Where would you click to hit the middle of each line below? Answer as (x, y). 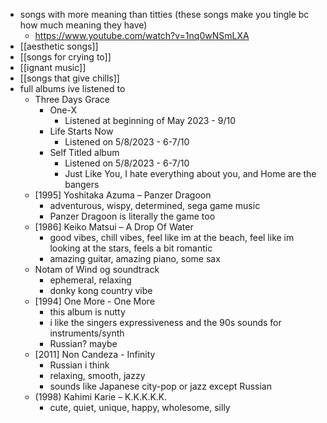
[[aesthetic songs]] (59, 46)
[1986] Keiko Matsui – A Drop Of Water (114, 227)
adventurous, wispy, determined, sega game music (155, 205)
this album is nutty (87, 312)
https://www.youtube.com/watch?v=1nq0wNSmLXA (142, 35)
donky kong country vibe (101, 290)
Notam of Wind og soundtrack (97, 269)
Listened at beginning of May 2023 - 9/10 (150, 120)
